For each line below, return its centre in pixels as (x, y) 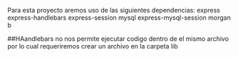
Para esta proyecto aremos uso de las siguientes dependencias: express (114, 10)
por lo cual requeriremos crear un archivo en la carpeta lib (93, 46)
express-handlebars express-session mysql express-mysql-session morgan (119, 18)
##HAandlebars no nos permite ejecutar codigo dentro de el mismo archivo (118, 39)
